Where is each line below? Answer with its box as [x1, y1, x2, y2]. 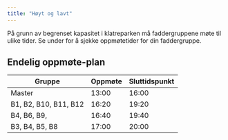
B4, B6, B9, [10, 111, 48, 121]
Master [10, 88, 34, 98]
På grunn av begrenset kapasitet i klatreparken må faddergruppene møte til [7, 29, 222, 37]
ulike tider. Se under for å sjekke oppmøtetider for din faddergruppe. [7, 36, 202, 45]
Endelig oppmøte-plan [7, 57, 106, 68]
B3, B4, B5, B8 [10, 122, 59, 132]
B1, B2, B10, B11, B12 [10, 99, 84, 109]
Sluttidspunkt [129, 77, 175, 86]
